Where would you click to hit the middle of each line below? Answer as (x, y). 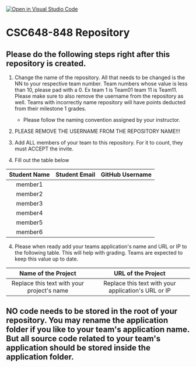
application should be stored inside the (78, 348)
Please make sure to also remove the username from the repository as (99, 96)
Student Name (29, 174)
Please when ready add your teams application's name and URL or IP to (101, 246)
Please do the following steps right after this (88, 54)
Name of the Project (48, 273)
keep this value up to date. (46, 259)
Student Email (75, 174)
